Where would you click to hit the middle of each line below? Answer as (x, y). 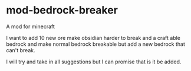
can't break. (21, 50)
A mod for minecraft (30, 26)
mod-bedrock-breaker (62, 10)
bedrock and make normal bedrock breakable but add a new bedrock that (96, 44)
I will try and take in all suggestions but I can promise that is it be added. (94, 62)
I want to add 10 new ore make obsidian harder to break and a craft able (93, 38)
